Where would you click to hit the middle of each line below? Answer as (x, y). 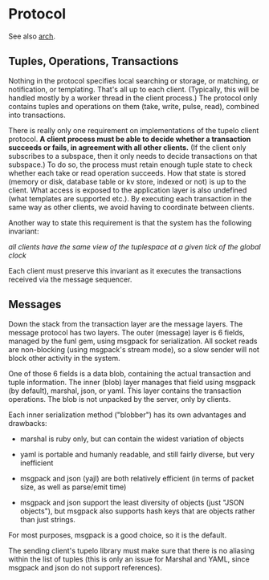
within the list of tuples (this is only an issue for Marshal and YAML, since (129, 559)
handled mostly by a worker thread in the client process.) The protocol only (133, 98)
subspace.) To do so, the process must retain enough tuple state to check (130, 164)
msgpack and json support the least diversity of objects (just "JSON (132, 502)
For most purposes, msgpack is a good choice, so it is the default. (118, 535)
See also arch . (32, 36)
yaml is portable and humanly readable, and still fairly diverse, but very (137, 454)
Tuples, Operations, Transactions (94, 61)
